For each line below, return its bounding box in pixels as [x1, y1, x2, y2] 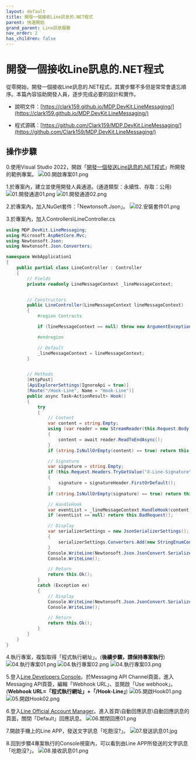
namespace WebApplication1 [6, 254, 72, 260]
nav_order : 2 [6, 30, 38, 36]
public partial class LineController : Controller [16, 265, 142, 271]
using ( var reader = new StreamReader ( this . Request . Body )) [47, 426, 194, 432]
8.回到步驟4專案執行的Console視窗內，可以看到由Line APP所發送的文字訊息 [6, 740, 188, 747]
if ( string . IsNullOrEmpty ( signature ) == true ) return [47, 491, 181, 497]
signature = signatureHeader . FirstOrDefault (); [58, 480, 176, 486]
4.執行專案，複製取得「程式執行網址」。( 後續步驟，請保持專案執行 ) [6, 653, 165, 660]
